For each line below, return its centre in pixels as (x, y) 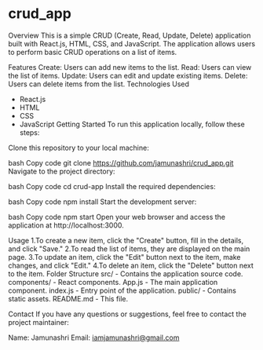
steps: (29, 132)
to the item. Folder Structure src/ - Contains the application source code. (126, 273)
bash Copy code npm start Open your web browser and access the (117, 217)
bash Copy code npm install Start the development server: (102, 202)
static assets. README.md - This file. (68, 298)
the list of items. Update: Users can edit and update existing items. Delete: (128, 75)
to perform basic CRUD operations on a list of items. (93, 52)
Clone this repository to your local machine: (79, 148)
